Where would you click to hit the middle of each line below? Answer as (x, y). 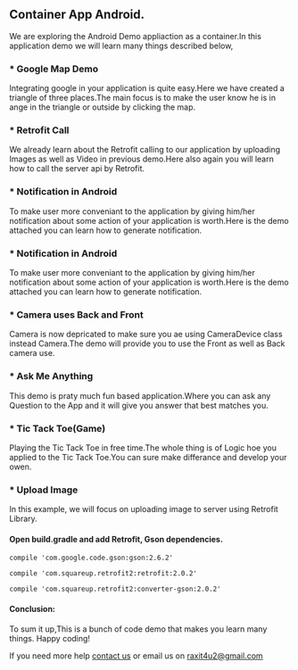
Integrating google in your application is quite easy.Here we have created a (147, 88)
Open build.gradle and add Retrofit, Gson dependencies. (116, 539)
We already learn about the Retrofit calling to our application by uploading (145, 150)
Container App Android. (77, 15)
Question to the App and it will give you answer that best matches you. (139, 405)
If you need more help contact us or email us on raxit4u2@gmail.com (136, 656)
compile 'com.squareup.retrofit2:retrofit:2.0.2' (103, 574)
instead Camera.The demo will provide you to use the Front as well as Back (147, 343)
